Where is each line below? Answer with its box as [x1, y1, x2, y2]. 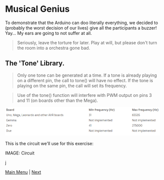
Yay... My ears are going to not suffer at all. [5, 30, 92, 36]
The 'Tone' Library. [5, 59, 65, 67]
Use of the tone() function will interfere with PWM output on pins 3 [17, 92, 152, 98]
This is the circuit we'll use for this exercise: [5, 141, 94, 147]
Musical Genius [5, 3, 70, 15]
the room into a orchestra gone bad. [17, 45, 90, 51]
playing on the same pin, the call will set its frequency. [17, 83, 127, 89]
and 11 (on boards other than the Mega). [17, 97, 98, 103]
